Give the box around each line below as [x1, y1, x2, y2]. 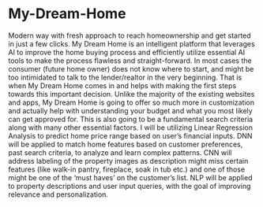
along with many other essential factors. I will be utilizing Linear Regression [8, 123, 253, 132]
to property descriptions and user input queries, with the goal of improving [8, 181, 251, 190]
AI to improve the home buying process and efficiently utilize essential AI [8, 47, 246, 57]
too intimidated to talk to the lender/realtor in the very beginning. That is [8, 72, 242, 82]
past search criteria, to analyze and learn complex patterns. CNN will [8, 147, 232, 157]
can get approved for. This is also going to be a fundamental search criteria [8, 114, 254, 124]
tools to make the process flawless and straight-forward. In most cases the [8, 56, 252, 65]
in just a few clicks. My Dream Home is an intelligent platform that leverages [8, 39, 255, 48]
